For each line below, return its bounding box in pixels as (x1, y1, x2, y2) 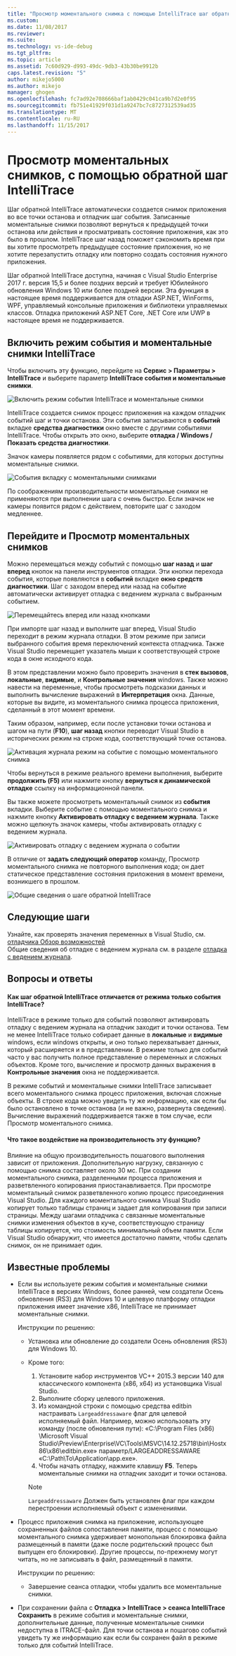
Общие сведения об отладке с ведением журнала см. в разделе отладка (7, 945, 228, 953)
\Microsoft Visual (38, 1432, 88, 1440)
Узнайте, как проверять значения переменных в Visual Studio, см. (7, 929, 206, 938)
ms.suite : (7, 37, 37, 44)
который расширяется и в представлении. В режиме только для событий (7, 1046, 228, 1054)
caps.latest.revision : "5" (7, 69, 86, 76)
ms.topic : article (7, 56, 61, 63)
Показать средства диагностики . (7, 438, 110, 447)
